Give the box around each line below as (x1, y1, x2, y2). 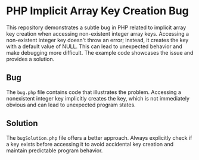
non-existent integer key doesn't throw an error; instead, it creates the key (6, 36, 189, 43)
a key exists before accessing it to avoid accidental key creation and (6, 140, 174, 148)
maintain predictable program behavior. (6, 147, 103, 154)
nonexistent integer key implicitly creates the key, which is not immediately (6, 95, 189, 102)
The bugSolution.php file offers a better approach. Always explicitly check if (6, 134, 192, 141)
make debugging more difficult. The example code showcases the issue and (6, 49, 194, 56)
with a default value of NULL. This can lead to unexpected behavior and (6, 43, 183, 50)
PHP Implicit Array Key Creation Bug (6, 4, 189, 18)
